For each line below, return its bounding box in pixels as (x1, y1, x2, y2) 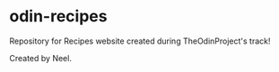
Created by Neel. (9, 52, 72, 63)
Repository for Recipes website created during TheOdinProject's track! (9, 36, 271, 46)
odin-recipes (9, 6, 108, 27)
